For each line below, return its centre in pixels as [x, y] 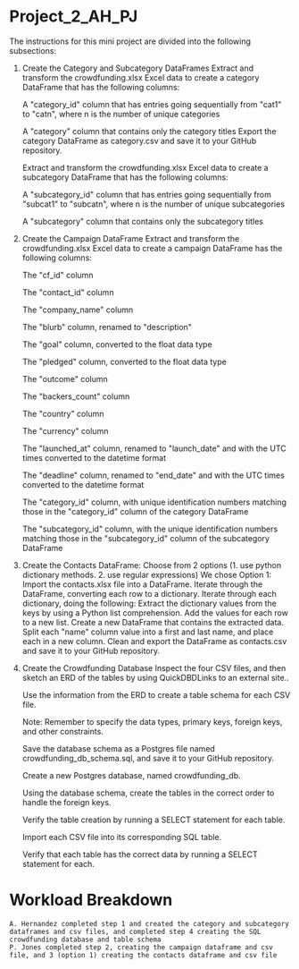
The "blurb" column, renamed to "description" [107, 327]
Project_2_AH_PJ [74, 17]
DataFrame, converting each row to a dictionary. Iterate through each [149, 593]
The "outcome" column [65, 378]
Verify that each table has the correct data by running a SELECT [140, 854]
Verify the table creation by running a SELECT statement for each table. [154, 820]
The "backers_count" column [76, 396]
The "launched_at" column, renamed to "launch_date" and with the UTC [154, 448]
